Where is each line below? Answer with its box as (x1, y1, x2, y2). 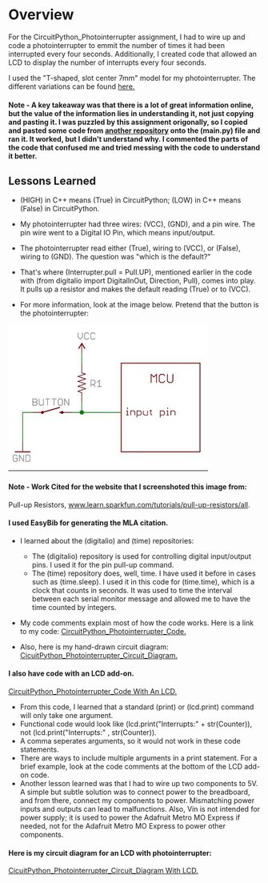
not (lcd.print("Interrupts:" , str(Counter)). (19, 727, 158, 737)
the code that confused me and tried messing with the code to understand (8, 142, 261, 152)
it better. (8, 151, 38, 161)
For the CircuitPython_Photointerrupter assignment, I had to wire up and (8, 32, 246, 42)
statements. (19, 745, 59, 754)
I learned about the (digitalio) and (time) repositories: (19, 536, 194, 545)
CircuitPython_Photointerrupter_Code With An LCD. (8, 686, 178, 696)
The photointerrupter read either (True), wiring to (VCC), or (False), (19, 243, 242, 253)
